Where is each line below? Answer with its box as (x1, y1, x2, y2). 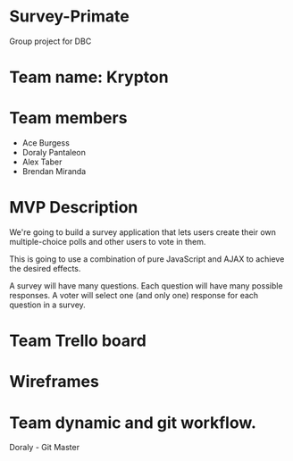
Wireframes (9, 372, 100, 392)
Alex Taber (21, 156, 63, 167)
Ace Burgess (21, 138, 70, 148)
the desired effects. (9, 264, 81, 273)
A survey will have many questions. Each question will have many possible (9, 281, 283, 291)
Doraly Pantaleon (21, 147, 87, 158)
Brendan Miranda (21, 166, 87, 177)
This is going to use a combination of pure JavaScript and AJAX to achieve (9, 254, 285, 264)
